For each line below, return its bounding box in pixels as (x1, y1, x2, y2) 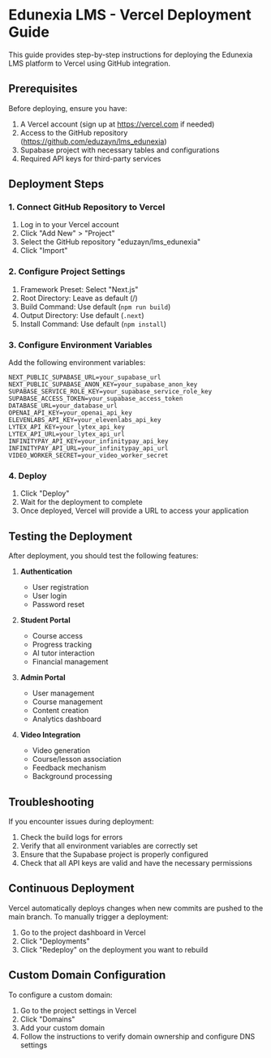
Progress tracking (32, 639, 92, 650)
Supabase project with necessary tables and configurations (19, 144, 220, 155)
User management (32, 688, 95, 699)
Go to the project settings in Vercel (19, 1005, 136, 1015)
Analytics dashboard (32, 714, 101, 724)
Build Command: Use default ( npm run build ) (19, 302, 171, 312)
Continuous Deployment (8, 882, 135, 896)
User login (32, 591, 67, 601)
